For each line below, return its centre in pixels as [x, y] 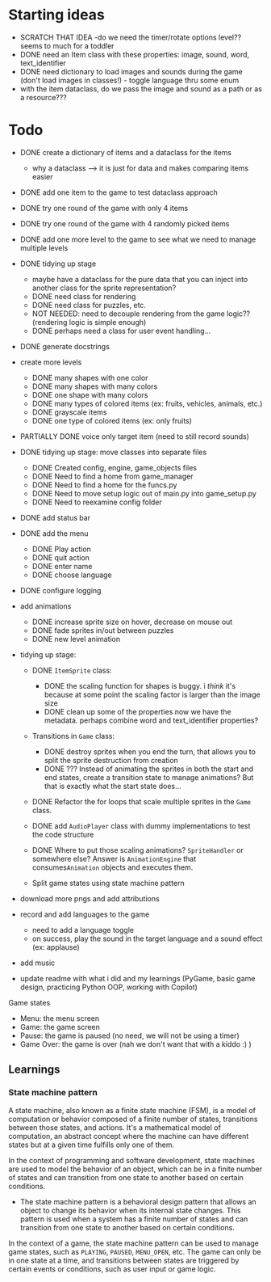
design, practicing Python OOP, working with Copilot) [108, 987]
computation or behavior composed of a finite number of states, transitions [133, 1119]
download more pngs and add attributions [90, 898]
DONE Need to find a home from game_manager [113, 476]
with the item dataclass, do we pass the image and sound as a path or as [141, 89]
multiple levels [44, 247]
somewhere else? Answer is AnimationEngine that [114, 858]
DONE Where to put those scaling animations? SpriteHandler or [138, 850]
